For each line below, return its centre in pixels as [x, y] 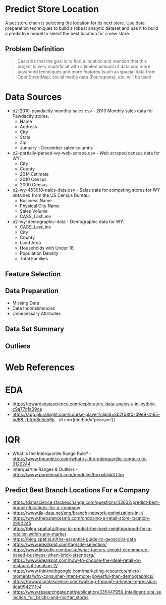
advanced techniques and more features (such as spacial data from [86, 72]
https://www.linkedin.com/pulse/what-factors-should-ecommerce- [81, 549]
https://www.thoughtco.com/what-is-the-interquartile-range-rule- [80, 458]
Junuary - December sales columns [56, 148]
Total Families [34, 258]
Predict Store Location [52, 9]
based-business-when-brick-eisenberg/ [54, 555]
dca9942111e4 [27, 587]
